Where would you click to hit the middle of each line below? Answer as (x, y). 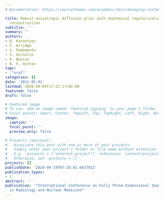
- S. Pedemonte (20, 50)
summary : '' (17, 32)
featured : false (21, 91)
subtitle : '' (18, 27)
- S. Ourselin (20, 55)
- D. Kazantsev (20, 41)
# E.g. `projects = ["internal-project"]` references (63, 154)
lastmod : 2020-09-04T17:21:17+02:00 (42, 86)
